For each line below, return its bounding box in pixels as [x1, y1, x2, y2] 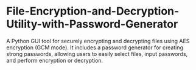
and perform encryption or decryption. [6, 57, 103, 64]
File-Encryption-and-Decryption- [6, 4, 180, 18]
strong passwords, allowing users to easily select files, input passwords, [6, 50, 188, 57]
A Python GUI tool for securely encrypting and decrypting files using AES [6, 37, 190, 44]
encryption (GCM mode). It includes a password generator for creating [6, 44, 184, 51]
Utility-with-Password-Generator [6, 17, 178, 31]
